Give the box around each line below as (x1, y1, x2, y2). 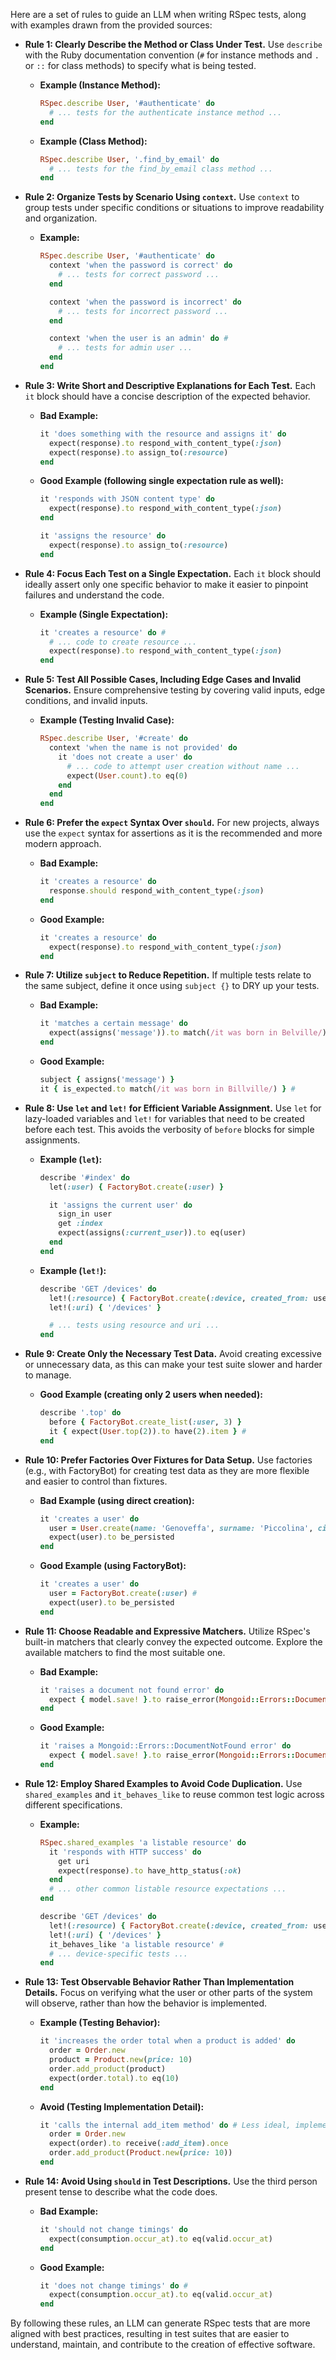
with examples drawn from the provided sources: (10, 19, 213, 31)
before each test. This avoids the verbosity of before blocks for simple (24, 1123, 315, 1135)
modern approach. (24, 838, 102, 850)
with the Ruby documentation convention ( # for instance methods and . (24, 49, 320, 61)
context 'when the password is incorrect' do (48, 297, 242, 307)
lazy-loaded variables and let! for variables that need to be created (24, 1112, 305, 1124)
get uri (58, 1856, 90, 1866)
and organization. (24, 212, 98, 224)
